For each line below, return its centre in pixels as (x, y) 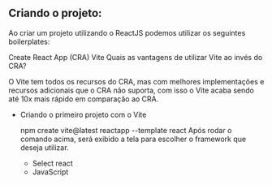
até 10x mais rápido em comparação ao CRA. (84, 99)
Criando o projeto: (55, 13)
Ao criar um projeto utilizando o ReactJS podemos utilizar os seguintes (127, 32)
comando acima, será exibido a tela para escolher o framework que (133, 139)
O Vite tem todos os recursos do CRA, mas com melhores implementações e (136, 81)
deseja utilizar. (44, 147)
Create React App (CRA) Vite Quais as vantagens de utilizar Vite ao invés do (136, 57)
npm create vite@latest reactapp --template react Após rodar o (126, 130)
